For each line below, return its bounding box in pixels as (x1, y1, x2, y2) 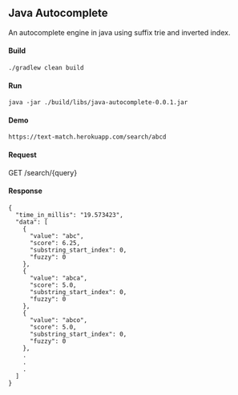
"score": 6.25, (29, 239, 81, 247)
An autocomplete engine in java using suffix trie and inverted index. (8, 27, 231, 37)
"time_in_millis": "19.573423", (15, 211, 124, 219)
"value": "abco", (29, 316, 88, 324)
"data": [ (15, 218, 48, 226)
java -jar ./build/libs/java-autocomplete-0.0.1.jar (8, 99, 188, 107)
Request (8, 150, 38, 159)
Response (8, 186, 42, 195)
